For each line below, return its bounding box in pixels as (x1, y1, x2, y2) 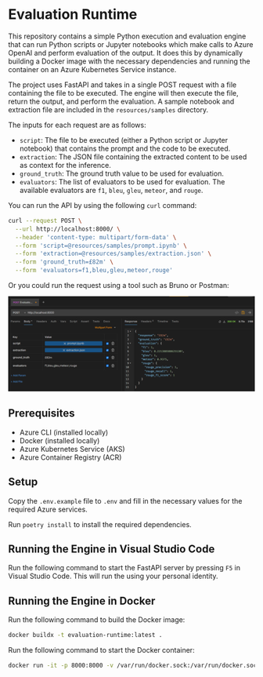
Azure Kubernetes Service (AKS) (19, 444, 125, 453)
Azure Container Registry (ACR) (19, 453, 122, 462)
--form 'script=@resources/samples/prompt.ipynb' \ (15, 242, 188, 249)
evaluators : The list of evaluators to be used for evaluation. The (19, 177, 225, 186)
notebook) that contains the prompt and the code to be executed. (19, 144, 231, 153)
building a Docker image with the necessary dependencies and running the (8, 56, 250, 66)
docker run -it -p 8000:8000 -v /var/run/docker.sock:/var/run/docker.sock (8, 661, 261, 670)
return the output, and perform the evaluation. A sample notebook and (8, 96, 235, 106)
